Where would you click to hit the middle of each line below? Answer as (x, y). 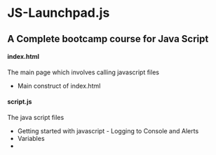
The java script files (36, 117)
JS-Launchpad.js (59, 13)
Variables (31, 138)
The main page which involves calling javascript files (83, 72)
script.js (20, 102)
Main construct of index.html (59, 86)
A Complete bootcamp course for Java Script (108, 39)
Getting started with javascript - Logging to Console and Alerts (108, 130)
